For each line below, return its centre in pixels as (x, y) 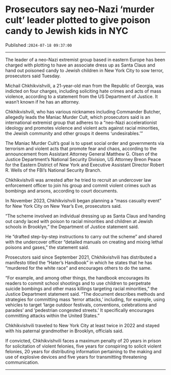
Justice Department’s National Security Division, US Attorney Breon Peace (83, 159)
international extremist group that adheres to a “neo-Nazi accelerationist (81, 122)
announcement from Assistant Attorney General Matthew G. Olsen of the (81, 154)
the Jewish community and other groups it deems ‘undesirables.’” (74, 133)
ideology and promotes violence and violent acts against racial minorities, (82, 128)
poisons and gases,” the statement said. (47, 247)
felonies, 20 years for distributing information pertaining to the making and (83, 351)
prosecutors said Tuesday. (33, 76)
